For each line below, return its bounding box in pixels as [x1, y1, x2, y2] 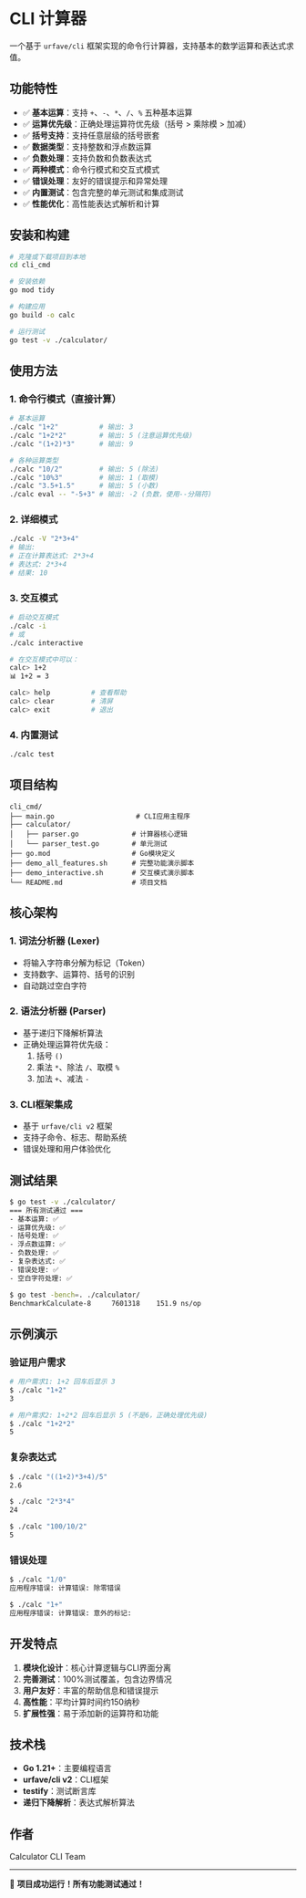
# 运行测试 [9, 327, 46, 336]
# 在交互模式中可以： [9, 654, 79, 664]
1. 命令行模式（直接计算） [9, 392, 121, 405]
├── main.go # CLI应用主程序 [9, 811, 191, 821]
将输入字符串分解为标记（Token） [22, 957, 150, 968]
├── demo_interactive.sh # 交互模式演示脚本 [9, 868, 195, 877]
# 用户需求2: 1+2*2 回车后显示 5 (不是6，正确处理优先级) [9, 1411, 208, 1420]
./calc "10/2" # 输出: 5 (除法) [9, 464, 159, 474]
